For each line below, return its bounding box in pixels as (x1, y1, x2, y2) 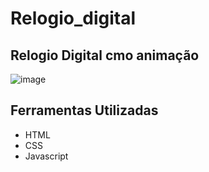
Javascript (24, 150, 69, 162)
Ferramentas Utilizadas (10, 102, 159, 119)
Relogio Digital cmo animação (10, 47, 200, 64)
